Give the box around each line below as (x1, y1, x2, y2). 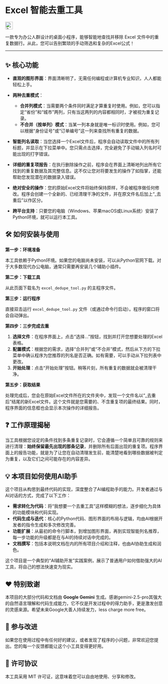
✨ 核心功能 (5, 61, 39, 70)
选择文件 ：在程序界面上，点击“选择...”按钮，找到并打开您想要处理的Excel (12, 333, 162, 339)
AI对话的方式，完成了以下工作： (5, 492, 71, 498)
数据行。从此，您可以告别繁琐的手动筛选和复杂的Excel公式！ (9, 40, 135, 46)
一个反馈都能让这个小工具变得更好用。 (26, 643, 106, 649)
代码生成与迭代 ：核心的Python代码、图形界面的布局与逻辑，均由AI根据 (12, 516, 158, 522)
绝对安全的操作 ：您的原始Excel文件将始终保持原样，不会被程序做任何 (12, 185, 155, 191)
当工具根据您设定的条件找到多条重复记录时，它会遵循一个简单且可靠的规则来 (5, 437, 163, 443)
